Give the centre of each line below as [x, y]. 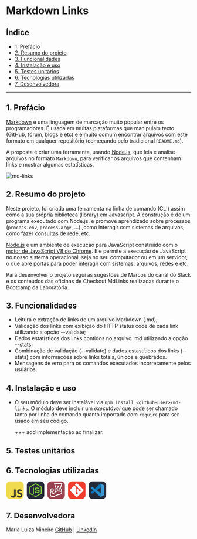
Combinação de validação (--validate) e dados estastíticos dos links [97, 351]
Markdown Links [47, 11]
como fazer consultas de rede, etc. [48, 233]
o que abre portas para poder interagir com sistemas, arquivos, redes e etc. [97, 263]
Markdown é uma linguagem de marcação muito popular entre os [85, 122]
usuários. [26, 369]
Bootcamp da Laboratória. [38, 287]
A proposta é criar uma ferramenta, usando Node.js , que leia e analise [91, 152]
